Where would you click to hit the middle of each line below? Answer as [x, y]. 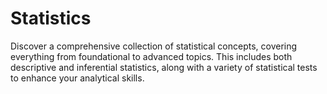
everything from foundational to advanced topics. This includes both [151, 56]
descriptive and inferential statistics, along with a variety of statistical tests [164, 67]
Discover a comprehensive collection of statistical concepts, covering [154, 46]
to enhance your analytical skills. [77, 78]
